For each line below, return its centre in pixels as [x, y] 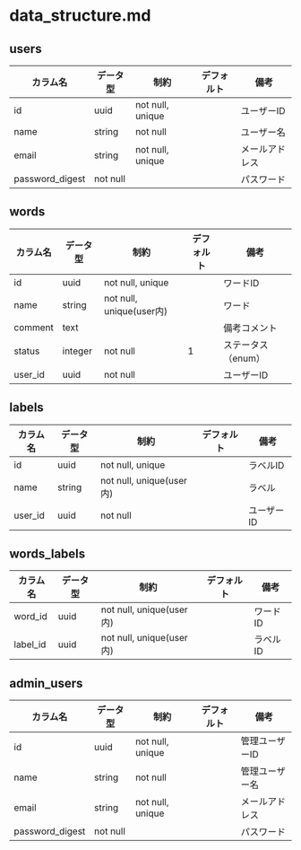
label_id [30, 644]
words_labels [47, 554]
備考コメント [250, 328]
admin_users [46, 683]
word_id [30, 617]
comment [34, 327]
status [27, 351]
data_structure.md [80, 16]
